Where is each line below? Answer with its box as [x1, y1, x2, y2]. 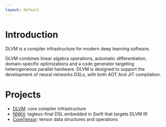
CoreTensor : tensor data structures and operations [12, 116, 118, 122]
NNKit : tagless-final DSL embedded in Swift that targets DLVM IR [12, 111, 148, 117]
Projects [5, 89, 41, 100]
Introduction [5, 29, 59, 40]
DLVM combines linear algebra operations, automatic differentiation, [5, 55, 147, 61]
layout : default [5, 7, 39, 13]
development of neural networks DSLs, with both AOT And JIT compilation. [5, 71, 161, 77]
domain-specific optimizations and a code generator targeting [5, 61, 135, 67]
